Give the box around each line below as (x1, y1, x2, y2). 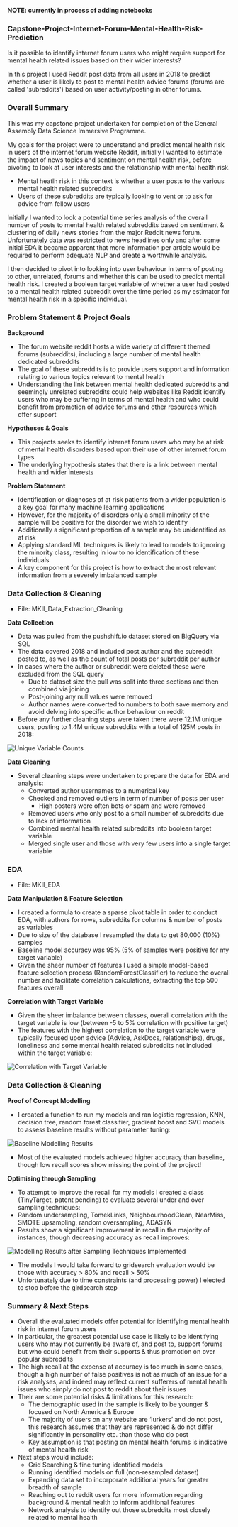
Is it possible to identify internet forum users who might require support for (7, 49, 225, 58)
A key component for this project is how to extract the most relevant (17, 563, 217, 571)
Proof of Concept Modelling (7, 1096, 91, 1105)
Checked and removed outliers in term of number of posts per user (28, 794, 225, 803)
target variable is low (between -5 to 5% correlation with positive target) (17, 1019, 229, 1027)
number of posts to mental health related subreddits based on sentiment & (7, 220, 225, 229)
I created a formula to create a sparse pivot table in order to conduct (17, 908, 217, 916)
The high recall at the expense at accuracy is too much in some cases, (17, 1362, 224, 1371)
